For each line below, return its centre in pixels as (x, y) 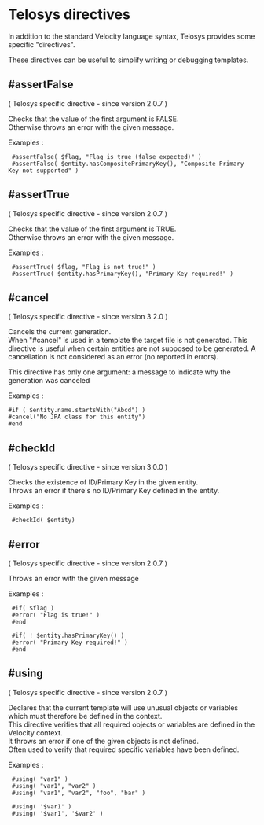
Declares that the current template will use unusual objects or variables (123, 707)
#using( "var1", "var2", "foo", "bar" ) (79, 793)
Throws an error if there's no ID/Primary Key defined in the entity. (114, 491)
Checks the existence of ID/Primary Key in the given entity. (103, 482)
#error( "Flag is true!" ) (56, 615)
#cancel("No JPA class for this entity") (77, 417)
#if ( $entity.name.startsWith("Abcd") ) (77, 411)
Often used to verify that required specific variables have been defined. (124, 749)
